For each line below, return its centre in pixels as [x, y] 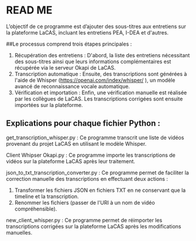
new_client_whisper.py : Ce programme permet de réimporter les [84, 220]
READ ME [29, 10]
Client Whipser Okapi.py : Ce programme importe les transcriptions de [91, 155]
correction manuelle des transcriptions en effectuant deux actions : [87, 178]
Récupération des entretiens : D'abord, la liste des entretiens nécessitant [102, 55]
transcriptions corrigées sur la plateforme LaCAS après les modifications [94, 226]
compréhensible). [36, 209]
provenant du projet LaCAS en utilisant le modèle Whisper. [76, 143]
